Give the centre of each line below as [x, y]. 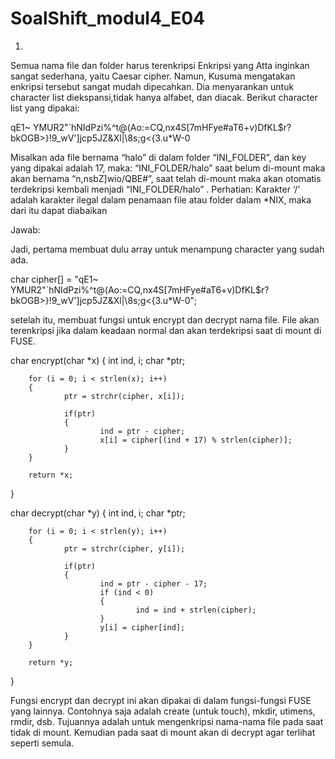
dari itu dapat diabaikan [59, 210]
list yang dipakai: [45, 108]
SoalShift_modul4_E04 [107, 18]
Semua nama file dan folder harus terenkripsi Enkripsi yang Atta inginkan [160, 65]
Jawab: [25, 229]
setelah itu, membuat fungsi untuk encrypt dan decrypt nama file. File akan [165, 319]
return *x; [51, 475]
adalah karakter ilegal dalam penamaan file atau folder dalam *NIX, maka [161, 199]
